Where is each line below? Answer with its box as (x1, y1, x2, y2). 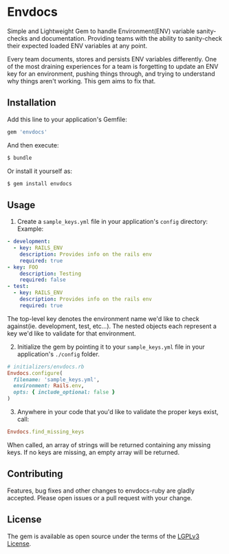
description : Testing (19, 270, 81, 277)
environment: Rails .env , (13, 382, 85, 389)
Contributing (7, 468, 63, 480)
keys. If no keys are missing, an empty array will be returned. (7, 448, 180, 456)
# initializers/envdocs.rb (7, 363, 85, 370)
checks (7, 34, 28, 42)
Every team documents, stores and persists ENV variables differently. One (7, 54, 217, 63)
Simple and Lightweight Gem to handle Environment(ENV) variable (7, 27, 195, 35)
